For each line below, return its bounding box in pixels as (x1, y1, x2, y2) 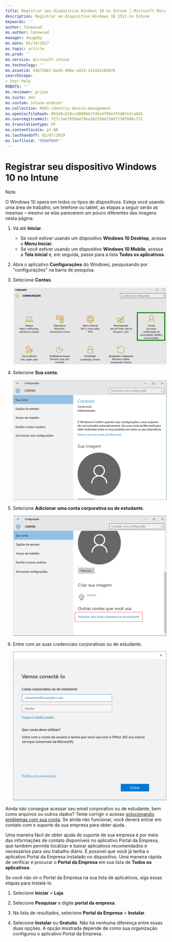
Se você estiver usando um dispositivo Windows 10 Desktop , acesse (20, 235, 167, 241)
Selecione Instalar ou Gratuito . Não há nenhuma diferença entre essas (12, 920, 163, 926)
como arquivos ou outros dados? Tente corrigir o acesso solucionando (5, 811, 155, 817)
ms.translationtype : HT (5, 122, 56, 127)
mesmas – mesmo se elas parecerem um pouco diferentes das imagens (5, 209, 157, 215)
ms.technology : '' (5, 62, 45, 68)
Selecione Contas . (12, 277, 52, 283)
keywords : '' (5, 19, 33, 24)
